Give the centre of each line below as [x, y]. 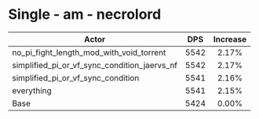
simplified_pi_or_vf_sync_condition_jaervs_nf [95, 65]
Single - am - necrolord [85, 14]
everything [32, 90]
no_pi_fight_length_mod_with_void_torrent [89, 52]
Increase [230, 39]
